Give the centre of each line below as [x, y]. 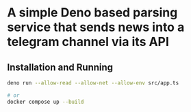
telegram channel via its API [88, 42]
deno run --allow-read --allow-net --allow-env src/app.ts [93, 83]
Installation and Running [60, 67]
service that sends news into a [96, 27]
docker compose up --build [46, 102]
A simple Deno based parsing [92, 13]
